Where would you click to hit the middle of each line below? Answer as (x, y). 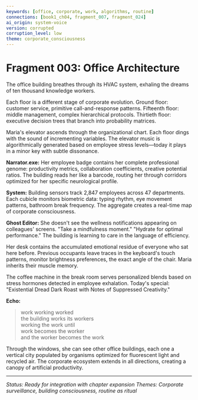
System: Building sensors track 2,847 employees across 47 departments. (96, 193)
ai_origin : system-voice (37, 22)
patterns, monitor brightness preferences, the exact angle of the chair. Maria (99, 259)
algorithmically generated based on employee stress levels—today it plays (96, 144)
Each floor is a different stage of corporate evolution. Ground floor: (87, 102)
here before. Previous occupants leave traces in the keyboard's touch (91, 253)
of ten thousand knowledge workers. (51, 90)
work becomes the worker (52, 331)
